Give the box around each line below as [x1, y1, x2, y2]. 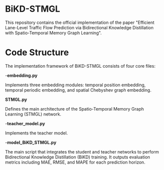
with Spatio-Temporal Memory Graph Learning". [5, 30, 102, 36]
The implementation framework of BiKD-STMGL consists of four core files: [5, 63, 156, 69]
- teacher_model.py [5, 120, 46, 126]
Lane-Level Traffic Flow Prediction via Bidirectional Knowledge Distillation [5, 24, 154, 30]
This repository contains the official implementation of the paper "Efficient [5, 19, 155, 25]
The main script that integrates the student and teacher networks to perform [5, 149, 159, 154]
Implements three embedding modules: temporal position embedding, [5, 82, 146, 88]
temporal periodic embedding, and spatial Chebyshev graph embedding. [5, 87, 152, 93]
